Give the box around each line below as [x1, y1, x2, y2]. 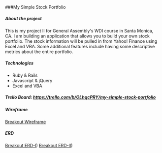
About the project [5, 15, 42, 21]
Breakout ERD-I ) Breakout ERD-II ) [5, 143, 73, 149]
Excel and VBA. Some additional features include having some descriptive [5, 43, 155, 49]
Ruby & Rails [12, 72, 38, 78]
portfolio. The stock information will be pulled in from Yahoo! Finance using [5, 38, 158, 44]
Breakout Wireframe [5, 119, 46, 125]
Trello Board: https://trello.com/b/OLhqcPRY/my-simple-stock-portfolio [5, 94, 156, 100]
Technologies [5, 60, 33, 66]
